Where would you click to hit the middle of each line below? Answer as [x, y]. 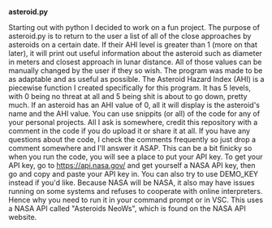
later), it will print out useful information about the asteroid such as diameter [135, 53]
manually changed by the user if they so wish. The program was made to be [136, 71]
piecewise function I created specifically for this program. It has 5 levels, [130, 88]
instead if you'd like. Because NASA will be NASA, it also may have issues [132, 183]
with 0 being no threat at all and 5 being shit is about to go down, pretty [128, 96]
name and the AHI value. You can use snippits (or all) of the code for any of [134, 114]
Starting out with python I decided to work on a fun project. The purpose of [134, 27]
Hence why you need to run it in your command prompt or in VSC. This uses [136, 200]
